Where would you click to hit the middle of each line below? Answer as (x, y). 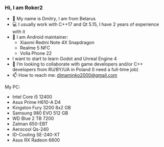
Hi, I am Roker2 (24, 8)
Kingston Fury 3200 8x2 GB (41, 108)
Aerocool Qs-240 (30, 129)
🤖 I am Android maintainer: (40, 37)
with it (19, 32)
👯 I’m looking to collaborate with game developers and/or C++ (78, 64)
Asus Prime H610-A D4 (36, 102)
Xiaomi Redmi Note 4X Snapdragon (57, 43)
